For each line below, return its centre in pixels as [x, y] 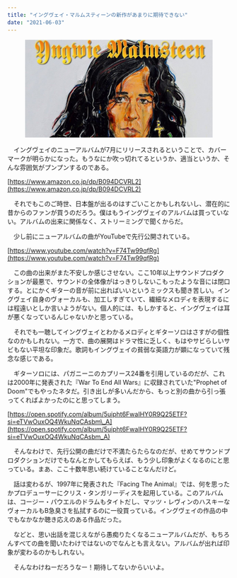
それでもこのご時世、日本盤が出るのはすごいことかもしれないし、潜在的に [122, 204]
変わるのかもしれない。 [54, 553]
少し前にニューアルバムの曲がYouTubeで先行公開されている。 [103, 236]
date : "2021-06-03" [36, 22]
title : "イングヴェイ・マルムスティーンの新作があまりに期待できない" [98, 15]
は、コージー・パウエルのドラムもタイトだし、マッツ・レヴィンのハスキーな [119, 502]
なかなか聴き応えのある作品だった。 [72, 519]
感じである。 [38, 359]
